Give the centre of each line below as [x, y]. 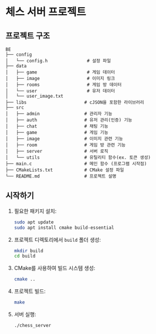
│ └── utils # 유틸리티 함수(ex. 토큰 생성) [78, 158]
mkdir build [28, 250]
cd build [25, 256]
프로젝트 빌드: [30, 291]
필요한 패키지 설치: [35, 211]
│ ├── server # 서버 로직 [57, 151]
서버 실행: [25, 315]
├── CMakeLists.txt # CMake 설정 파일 [65, 170]
